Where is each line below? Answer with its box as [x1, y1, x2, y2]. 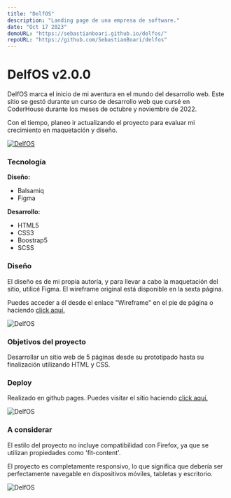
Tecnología [7, 157, 46, 166]
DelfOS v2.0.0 [7, 67, 91, 83]
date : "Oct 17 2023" [7, 23, 68, 30]
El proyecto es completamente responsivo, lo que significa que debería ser [7, 461, 223, 471]
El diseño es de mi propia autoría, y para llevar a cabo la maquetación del [7, 277, 218, 285]
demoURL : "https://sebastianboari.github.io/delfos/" [7, 30, 168, 37]
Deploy [7, 377, 32, 387]
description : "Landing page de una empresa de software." [7, 17, 180, 24]
